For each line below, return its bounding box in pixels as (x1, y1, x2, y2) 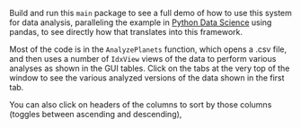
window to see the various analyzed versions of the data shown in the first (9, 73, 285, 83)
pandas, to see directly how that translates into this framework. (9, 27, 243, 37)
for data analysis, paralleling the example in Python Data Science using (9, 17, 272, 28)
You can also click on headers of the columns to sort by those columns (9, 99, 272, 110)
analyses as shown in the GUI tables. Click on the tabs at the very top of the (9, 63, 290, 73)
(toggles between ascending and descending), (9, 109, 182, 119)
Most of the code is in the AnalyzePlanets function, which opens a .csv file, (9, 44, 288, 55)
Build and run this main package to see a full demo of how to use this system (9, 8, 292, 18)
